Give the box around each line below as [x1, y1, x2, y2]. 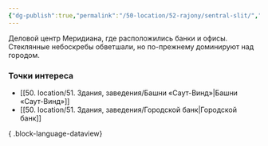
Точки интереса [8, 70, 74, 81]
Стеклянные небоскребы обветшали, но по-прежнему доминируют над [8, 41, 254, 52]
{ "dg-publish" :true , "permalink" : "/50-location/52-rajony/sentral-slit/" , [8, 11, 259, 20]
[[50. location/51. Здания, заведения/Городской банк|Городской [19, 105, 238, 114]
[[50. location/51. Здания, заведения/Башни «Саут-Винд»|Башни [19, 88, 238, 98]
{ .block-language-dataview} [8, 129, 103, 138]
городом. [8, 50, 40, 60]
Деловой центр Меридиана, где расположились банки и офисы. [8, 33, 228, 43]
